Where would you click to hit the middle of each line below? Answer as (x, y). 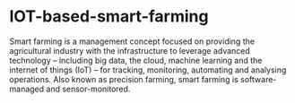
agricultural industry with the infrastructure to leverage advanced (130, 50)
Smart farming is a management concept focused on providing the (132, 41)
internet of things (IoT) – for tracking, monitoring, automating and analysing (148, 70)
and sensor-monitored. (88, 89)
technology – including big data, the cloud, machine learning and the (136, 60)
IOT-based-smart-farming (109, 17)
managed (27, 89)
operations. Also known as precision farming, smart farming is (124, 79)
